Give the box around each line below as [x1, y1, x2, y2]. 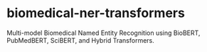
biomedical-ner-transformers [6, 5, 186, 21]
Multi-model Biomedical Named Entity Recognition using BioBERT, [6, 28, 201, 37]
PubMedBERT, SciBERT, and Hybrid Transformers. [6, 36, 154, 44]
